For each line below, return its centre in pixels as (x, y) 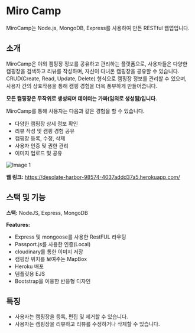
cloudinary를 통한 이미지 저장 (49, 252)
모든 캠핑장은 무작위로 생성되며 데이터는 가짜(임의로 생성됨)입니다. (82, 98)
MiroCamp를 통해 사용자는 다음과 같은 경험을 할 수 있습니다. (75, 111)
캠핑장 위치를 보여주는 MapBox (51, 259)
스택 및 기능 (26, 197)
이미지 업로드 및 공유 (38, 153)
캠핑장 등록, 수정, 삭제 (40, 138)
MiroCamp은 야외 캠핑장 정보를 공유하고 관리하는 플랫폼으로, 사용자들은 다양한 (97, 64)
